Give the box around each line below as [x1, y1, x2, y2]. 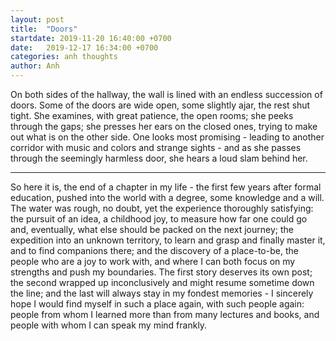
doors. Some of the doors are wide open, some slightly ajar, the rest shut [10, 99, 311, 111]
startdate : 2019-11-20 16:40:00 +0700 [10, 33, 172, 43]
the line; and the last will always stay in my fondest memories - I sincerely [10, 287, 314, 299]
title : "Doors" [10, 24, 78, 34]
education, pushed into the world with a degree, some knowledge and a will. [10, 192, 325, 203]
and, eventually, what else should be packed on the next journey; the [10, 224, 294, 235]
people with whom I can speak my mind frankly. [10, 319, 208, 331]
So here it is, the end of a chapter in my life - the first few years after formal [10, 181, 322, 193]
